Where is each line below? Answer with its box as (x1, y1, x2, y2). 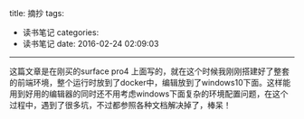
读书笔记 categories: (22, 27, 100, 38)
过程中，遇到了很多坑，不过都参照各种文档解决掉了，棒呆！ (9, 100, 232, 110)
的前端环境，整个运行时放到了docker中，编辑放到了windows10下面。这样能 (9, 78, 291, 87)
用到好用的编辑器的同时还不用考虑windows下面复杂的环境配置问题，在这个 (9, 88, 289, 99)
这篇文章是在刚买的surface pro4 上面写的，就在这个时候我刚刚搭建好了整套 (9, 66, 290, 77)
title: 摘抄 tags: (9, 8, 65, 18)
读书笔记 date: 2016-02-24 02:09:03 (22, 39, 159, 49)
